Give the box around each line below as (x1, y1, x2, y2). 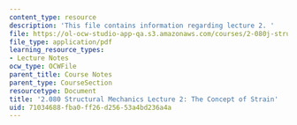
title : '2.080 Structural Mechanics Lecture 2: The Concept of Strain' (9, 94, 278, 104)
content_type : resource (9, 12, 97, 22)
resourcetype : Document (9, 86, 97, 95)
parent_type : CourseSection (9, 78, 113, 87)
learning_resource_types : (9, 46, 104, 55)
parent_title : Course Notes (9, 70, 113, 79)
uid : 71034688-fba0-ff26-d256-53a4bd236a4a (9, 103, 172, 112)
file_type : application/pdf (9, 37, 113, 47)
